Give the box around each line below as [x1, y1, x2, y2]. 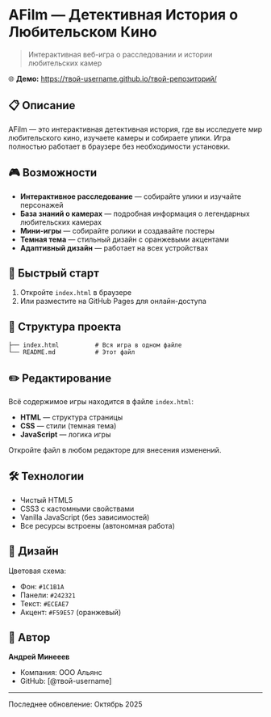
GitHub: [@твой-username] [19, 677, 112, 686]
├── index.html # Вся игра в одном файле [8, 341, 182, 349]
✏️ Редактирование [8, 371, 111, 385]
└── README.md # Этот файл [8, 348, 135, 356]
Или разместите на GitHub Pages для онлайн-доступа [19, 297, 207, 306]
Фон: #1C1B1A [19, 581, 65, 591]
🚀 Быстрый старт [8, 266, 99, 280]
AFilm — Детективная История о [8, 6, 239, 24]
